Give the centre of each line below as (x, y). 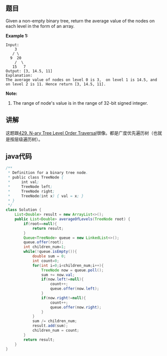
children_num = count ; (56, 331)
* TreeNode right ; (31, 191)
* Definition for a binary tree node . (48, 173)
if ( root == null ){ (40, 224)
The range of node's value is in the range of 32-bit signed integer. (80, 103)
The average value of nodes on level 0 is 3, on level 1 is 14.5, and (81, 80)
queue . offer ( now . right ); (76, 307)
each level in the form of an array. (40, 26)
